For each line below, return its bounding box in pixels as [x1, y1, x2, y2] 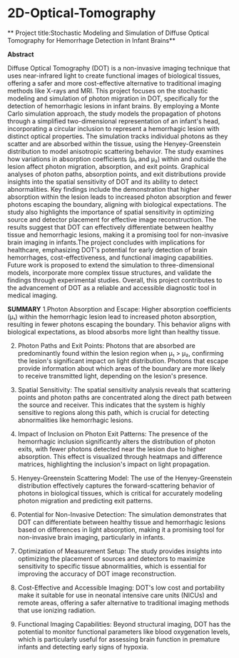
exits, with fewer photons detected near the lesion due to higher [17, 444, 206, 453]
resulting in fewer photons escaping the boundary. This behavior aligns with [7, 319, 230, 329]
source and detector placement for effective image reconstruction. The [7, 215, 216, 224]
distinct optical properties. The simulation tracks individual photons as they [7, 132, 228, 140]
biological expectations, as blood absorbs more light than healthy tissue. [7, 327, 220, 336]
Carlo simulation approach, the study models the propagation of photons [7, 109, 221, 118]
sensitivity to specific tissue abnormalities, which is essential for [17, 562, 207, 570]
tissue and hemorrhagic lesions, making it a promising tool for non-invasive [7, 230, 229, 239]
